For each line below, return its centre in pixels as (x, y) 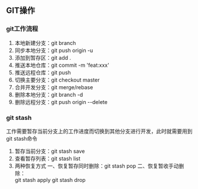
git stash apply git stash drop (50, 180)
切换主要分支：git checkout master (57, 80)
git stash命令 (22, 138)
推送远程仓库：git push (43, 72)
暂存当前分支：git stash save (50, 151)
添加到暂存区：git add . (43, 57)
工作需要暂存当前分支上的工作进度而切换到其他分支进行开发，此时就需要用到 (99, 131)
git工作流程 (22, 29)
